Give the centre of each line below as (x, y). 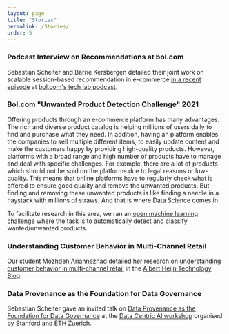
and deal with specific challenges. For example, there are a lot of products (113, 164)
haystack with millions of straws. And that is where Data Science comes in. (113, 200)
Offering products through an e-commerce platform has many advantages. (113, 119)
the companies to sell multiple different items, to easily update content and (113, 141)
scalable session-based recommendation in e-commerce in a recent (104, 79)
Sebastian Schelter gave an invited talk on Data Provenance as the (101, 308)
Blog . (14, 276)
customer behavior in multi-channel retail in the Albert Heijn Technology (109, 268)
